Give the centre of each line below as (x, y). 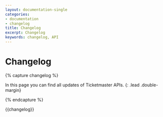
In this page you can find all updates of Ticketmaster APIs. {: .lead (72, 85)
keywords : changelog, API (32, 38)
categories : (17, 14)
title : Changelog (23, 28)
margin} (13, 90)
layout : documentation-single (36, 10)
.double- (149, 85)
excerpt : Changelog (25, 33)
